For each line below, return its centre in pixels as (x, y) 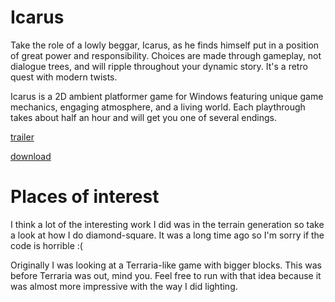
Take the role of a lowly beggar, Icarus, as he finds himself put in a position (165, 45)
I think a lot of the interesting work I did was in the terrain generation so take (167, 224)
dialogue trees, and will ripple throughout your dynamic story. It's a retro (159, 66)
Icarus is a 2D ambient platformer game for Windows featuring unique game (167, 96)
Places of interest (85, 197)
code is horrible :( (46, 245)
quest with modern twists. (64, 77)
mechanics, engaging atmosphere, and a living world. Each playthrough (158, 107)
